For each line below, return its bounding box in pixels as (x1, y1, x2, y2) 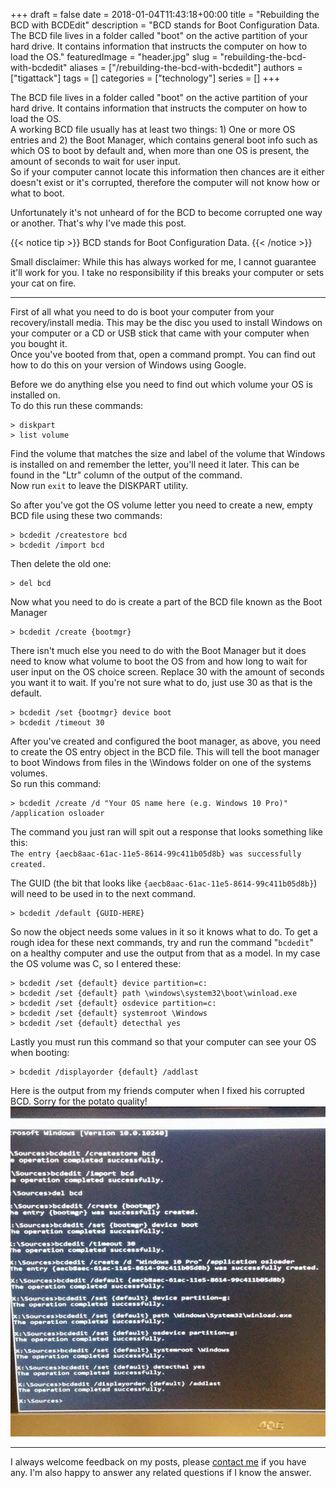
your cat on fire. (10, 277, 77, 289)
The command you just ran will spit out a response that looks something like (10, 826, 323, 838)
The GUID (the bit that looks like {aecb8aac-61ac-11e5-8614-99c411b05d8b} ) (10, 877, 318, 889)
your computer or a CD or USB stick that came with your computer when (10, 327, 310, 339)
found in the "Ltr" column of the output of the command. (10, 469, 243, 481)
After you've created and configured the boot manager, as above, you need (10, 735, 322, 747)
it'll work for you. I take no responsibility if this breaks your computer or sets (10, 267, 325, 278)
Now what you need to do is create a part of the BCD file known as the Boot (10, 596, 323, 608)
